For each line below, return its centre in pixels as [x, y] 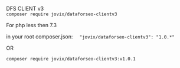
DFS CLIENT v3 [25, 9]
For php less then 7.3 [32, 25]
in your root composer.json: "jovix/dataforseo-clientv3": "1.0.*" [91, 37]
